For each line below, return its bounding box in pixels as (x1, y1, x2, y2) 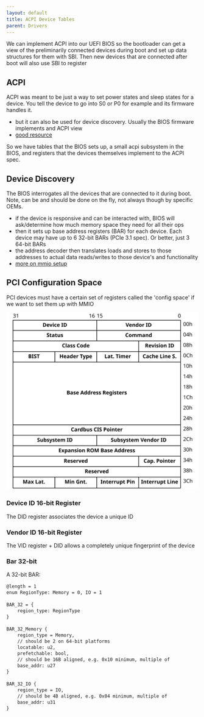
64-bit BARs (15, 241, 46, 248)
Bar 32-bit (6, 557, 38, 565)
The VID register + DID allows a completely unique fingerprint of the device (6, 542, 195, 549)
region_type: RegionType (17, 608, 80, 614)
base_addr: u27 (17, 663, 56, 669)
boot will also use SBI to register (6, 60, 87, 67)
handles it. (6, 107, 32, 114)
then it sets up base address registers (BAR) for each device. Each (15, 227, 182, 235)
